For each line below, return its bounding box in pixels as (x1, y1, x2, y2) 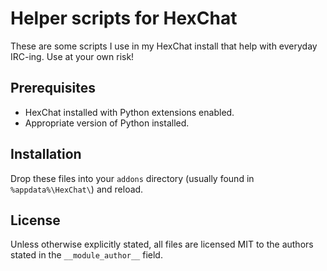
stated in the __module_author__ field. (10, 249, 163, 261)
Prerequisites (10, 80, 96, 97)
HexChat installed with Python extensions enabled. (24, 106, 235, 118)
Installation (10, 146, 82, 163)
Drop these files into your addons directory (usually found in (10, 172, 255, 184)
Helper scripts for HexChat (10, 7, 238, 30)
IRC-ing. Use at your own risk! (10, 50, 135, 62)
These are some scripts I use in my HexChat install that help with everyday (10, 40, 318, 52)
